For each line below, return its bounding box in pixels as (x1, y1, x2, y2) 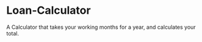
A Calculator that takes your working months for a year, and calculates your (6, 23, 197, 31)
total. (6, 29, 20, 37)
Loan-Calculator (6, 4, 91, 17)
